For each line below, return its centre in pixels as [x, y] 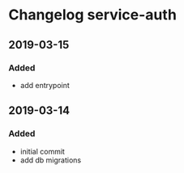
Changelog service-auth [92, 15]
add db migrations [51, 160]
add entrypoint [45, 85]
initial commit [42, 151]
